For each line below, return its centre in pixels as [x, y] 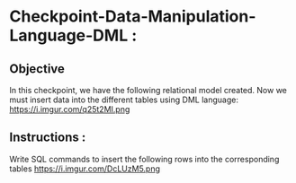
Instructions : [48, 138]
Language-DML [69, 35]
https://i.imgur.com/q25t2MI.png [70, 109]
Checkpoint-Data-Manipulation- [133, 17]
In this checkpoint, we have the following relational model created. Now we [148, 90]
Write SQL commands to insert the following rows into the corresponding [144, 159]
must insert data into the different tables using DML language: [124, 100]
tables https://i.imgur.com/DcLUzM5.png [85, 169]
